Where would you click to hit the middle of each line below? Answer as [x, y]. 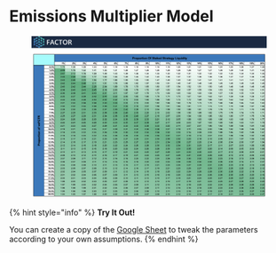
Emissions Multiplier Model [112, 16]
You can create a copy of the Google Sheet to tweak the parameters [134, 229]
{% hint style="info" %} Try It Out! [72, 212]
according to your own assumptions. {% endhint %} [104, 239]
